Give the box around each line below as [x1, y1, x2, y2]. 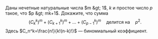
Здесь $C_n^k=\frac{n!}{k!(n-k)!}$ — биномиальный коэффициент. [5, 28, 148, 34]
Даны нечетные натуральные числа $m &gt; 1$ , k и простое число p [5, 5, 153, 11]
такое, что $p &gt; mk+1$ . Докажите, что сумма [5, 10, 109, 16]
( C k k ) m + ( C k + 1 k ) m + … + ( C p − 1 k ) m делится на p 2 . [28, 18, 142, 26]
